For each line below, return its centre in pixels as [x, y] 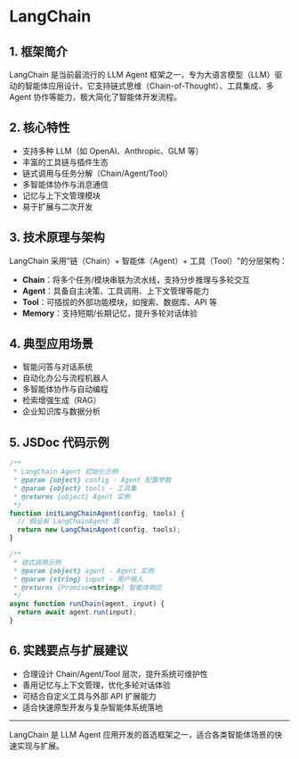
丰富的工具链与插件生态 [65, 161]
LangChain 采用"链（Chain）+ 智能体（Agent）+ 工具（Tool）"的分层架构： [148, 260]
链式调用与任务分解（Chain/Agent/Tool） [97, 173]
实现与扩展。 [40, 746]
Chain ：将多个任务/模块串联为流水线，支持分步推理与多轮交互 [136, 279]
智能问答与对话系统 [57, 367]
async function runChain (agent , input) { [87, 604]
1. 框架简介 [39, 51]
